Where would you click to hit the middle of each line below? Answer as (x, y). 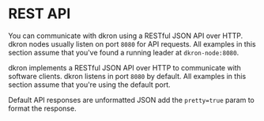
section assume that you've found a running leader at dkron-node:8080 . (124, 52)
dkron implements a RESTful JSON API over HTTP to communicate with (124, 67)
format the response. (42, 108)
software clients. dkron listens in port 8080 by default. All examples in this (127, 76)
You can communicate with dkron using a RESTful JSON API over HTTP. (126, 36)
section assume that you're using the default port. (90, 85)
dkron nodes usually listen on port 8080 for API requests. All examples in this (132, 43)
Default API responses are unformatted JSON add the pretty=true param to (132, 100)
